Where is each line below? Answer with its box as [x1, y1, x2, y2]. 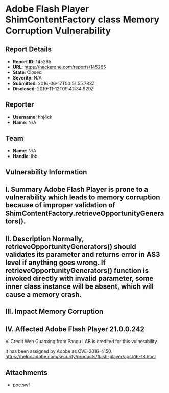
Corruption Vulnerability [5, 25, 111, 36]
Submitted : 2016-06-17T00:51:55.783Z [12, 80, 95, 86]
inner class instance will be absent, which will [5, 282, 154, 291]
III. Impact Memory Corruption [5, 307, 104, 316]
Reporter [5, 100, 34, 109]
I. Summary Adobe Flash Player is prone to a [5, 185, 149, 194]
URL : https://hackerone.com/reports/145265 [12, 64, 106, 70]
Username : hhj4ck [12, 114, 53, 120]
